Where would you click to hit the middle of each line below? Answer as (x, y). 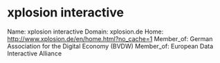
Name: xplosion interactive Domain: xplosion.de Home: (85, 32)
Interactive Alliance (35, 53)
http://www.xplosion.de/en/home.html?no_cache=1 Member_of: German (110, 38)
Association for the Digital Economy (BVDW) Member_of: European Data (110, 46)
